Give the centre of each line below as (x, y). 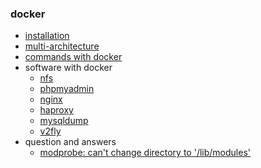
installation (47, 36)
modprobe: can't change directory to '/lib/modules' (145, 153)
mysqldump (64, 121)
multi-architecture (62, 46)
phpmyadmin (67, 89)
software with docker (68, 68)
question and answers (70, 142)
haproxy (56, 110)
